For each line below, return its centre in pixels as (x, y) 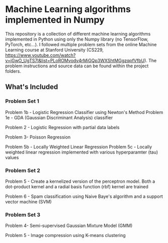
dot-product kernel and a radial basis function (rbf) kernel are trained (77, 186)
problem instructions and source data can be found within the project (77, 66)
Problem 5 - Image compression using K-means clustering (65, 235)
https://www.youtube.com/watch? (40, 55)
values (12, 157)
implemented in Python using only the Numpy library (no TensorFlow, (77, 39)
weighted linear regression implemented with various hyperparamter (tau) (82, 152)
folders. (13, 71)
